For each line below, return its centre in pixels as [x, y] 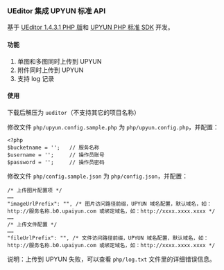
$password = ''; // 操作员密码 [56, 162]
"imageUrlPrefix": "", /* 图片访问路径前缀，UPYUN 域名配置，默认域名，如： [110, 204]
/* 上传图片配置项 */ [35, 190]
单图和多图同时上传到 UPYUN [59, 61]
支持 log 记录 [36, 78]
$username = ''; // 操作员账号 [56, 155]
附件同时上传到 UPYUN [50, 70]
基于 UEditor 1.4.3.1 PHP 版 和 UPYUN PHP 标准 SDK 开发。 [91, 27]
